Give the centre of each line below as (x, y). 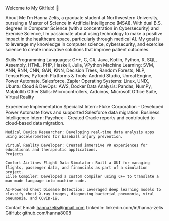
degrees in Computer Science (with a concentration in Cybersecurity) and (82, 28)
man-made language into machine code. (46, 181)
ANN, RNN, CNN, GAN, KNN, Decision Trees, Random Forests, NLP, (75, 70)
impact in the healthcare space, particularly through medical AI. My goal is (82, 39)
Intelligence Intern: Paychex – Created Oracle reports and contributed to (80, 118)
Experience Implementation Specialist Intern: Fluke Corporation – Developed (84, 107)
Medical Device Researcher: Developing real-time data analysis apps (80, 132)
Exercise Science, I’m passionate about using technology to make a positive (84, 34)
